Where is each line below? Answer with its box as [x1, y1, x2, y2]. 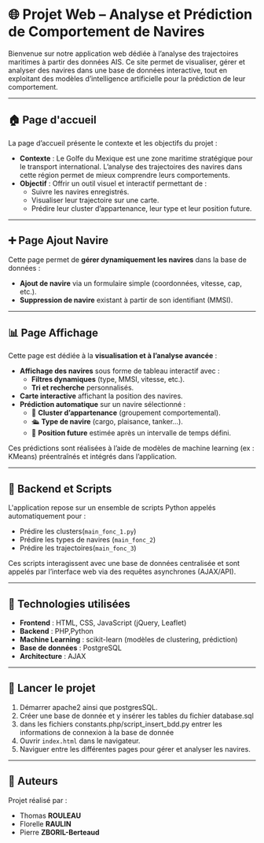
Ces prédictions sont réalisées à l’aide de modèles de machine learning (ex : [8, 443, 255, 453]
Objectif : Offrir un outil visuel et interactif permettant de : [19, 179, 207, 188]
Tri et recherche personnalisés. [31, 383, 134, 393]
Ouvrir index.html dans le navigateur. [19, 736, 141, 745]
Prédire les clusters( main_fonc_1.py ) [19, 527, 137, 536]
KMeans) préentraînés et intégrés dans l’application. [8, 452, 177, 461]
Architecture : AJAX [19, 652, 86, 660]
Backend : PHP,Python [19, 627, 94, 635]
